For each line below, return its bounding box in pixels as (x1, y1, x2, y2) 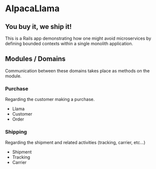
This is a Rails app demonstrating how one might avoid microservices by (5, 35, 152, 41)
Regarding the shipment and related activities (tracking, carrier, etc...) (5, 140, 146, 145)
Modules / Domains (5, 55, 66, 63)
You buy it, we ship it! (5, 23, 72, 31)
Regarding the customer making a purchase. (5, 97, 95, 102)
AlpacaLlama (5, 3, 60, 14)
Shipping (5, 128, 27, 135)
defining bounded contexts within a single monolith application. (5, 41, 133, 47)
